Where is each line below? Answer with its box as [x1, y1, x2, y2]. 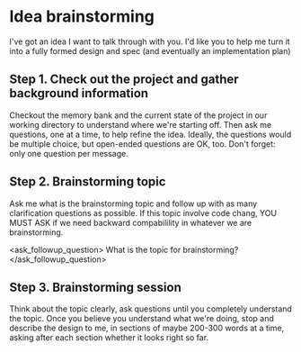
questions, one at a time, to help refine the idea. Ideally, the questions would [9, 129, 292, 140]
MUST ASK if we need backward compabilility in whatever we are [9, 217, 252, 228]
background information [9, 86, 149, 101]
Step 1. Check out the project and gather [9, 72, 240, 87]
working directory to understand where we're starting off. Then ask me [9, 119, 272, 130]
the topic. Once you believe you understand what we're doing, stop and [9, 313, 274, 324]
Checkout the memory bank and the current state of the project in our [9, 110, 268, 121]
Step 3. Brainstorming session [9, 279, 181, 294]
